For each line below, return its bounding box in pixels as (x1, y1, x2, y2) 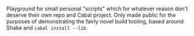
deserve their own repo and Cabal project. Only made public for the (6, 11, 176, 19)
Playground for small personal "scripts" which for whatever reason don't (6, 5, 188, 12)
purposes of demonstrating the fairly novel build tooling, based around (6, 18, 184, 25)
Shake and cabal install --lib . (6, 24, 88, 31)
